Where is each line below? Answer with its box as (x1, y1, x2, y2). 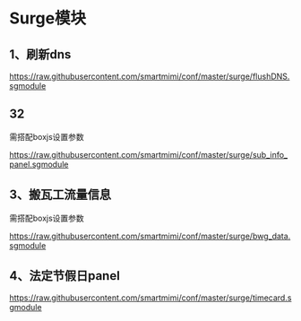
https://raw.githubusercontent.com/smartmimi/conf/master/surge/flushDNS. (9, 71, 290, 82)
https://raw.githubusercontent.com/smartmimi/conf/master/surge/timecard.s (9, 292, 292, 303)
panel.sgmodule (9, 159, 69, 169)
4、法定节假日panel (9, 268, 121, 283)
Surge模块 (9, 8, 87, 29)
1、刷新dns (9, 47, 72, 62)
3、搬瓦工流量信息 (9, 187, 112, 203)
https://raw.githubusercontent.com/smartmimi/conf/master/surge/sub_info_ (9, 149, 288, 160)
